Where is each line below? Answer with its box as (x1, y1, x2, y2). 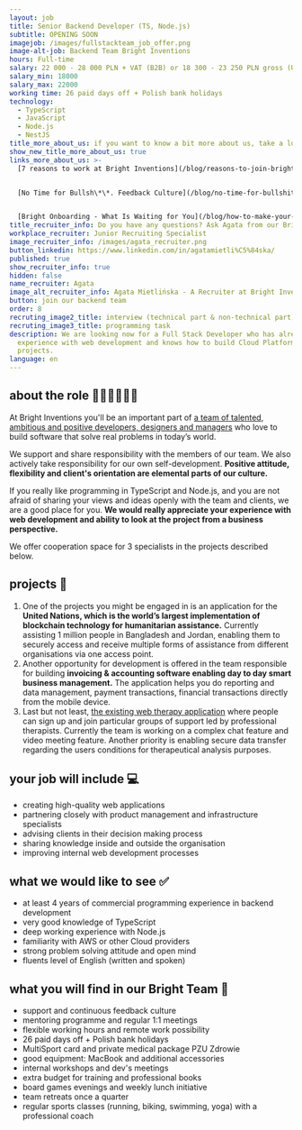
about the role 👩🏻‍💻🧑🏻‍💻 (9, 388, 139, 404)
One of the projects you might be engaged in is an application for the (22, 600, 278, 611)
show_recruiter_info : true (9, 262, 111, 271)
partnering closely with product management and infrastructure (22, 809, 259, 820)
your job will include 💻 (9, 771, 139, 787)
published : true (9, 254, 70, 263)
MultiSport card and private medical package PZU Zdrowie (22, 1043, 241, 1054)
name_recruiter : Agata (9, 279, 94, 288)
